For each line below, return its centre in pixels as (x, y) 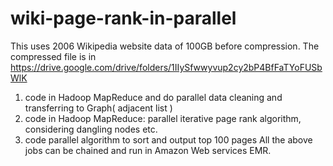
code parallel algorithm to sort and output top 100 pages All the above (168, 139)
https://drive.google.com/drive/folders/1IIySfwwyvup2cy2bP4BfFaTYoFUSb (166, 67)
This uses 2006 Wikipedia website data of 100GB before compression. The (165, 46)
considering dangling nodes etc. (91, 129)
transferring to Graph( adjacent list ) (98, 108)
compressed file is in (53, 56)
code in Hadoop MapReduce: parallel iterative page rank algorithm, (163, 118)
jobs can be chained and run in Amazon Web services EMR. (148, 150)
